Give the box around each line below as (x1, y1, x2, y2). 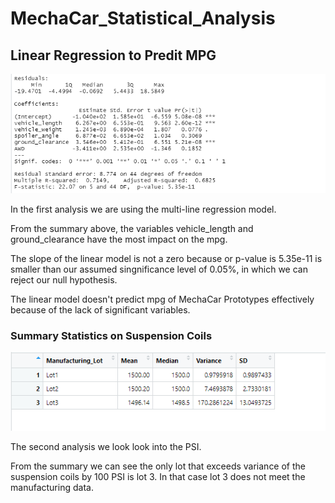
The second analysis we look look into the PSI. (10, 441, 202, 453)
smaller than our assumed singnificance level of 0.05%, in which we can (10, 263, 308, 275)
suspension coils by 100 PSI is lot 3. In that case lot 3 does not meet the (10, 471, 306, 483)
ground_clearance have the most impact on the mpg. (10, 233, 228, 245)
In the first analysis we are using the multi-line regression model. (10, 203, 277, 215)
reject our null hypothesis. (10, 273, 118, 286)
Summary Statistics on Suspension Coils (10, 328, 213, 342)
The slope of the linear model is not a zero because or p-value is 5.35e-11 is (10, 252, 323, 264)
